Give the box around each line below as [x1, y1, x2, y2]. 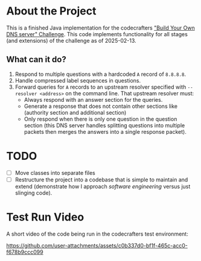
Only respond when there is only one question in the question [24, 115, 177, 122]
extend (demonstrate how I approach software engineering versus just [14, 183, 191, 190]
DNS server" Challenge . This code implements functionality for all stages [6, 30, 188, 37]
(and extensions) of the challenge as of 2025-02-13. [6, 37, 137, 44]
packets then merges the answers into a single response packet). [24, 128, 187, 135]
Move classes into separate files [14, 169, 95, 176]
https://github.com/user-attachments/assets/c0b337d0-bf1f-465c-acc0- [6, 242, 188, 249]
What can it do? [6, 54, 66, 64]
